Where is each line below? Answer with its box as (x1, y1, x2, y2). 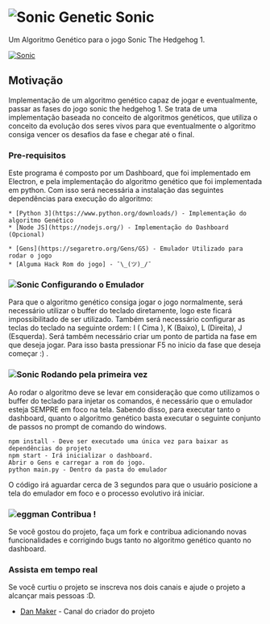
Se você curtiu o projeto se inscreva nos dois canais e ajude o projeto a (8, 582, 246, 593)
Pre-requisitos (8, 149, 66, 161)
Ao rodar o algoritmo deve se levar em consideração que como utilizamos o (8, 387, 260, 397)
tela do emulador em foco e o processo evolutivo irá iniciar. (8, 488, 206, 498)
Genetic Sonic (58, 8, 155, 27)
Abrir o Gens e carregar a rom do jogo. (8, 459, 147, 467)
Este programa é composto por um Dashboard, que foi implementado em (8, 168, 251, 178)
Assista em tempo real (8, 563, 98, 575)
